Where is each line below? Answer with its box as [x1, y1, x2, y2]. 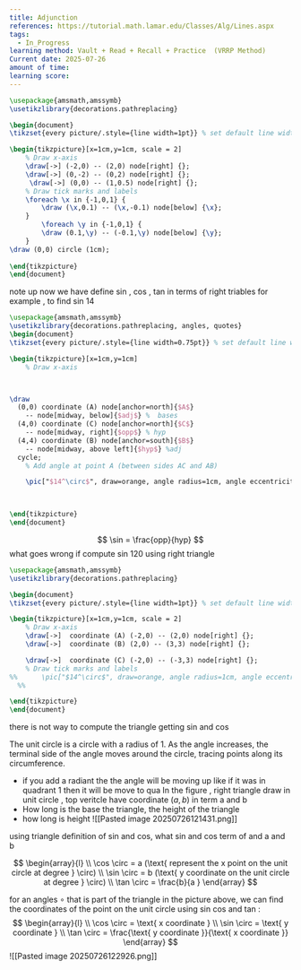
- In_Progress [17, 38, 70, 48]
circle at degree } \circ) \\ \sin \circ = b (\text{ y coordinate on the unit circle [11, 867, 290, 879]
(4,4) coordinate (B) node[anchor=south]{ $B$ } [17, 436, 194, 445]
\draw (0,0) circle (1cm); [9, 245, 110, 254]
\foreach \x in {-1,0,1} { [25, 195, 126, 204]
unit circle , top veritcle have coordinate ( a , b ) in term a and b [21, 794, 248, 805]
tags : [9, 30, 30, 39]
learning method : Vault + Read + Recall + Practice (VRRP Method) [9, 47, 267, 56]
